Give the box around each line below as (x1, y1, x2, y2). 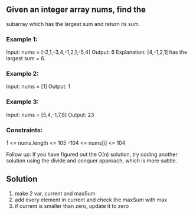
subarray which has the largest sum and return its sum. (6, 20, 140, 27)
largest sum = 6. (6, 55, 46, 62)
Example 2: (6, 70, 39, 78)
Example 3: (6, 97, 40, 106)
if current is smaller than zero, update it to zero (14, 202, 129, 209)
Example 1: (6, 35, 38, 43)
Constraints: (6, 126, 43, 134)
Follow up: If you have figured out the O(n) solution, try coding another (6, 151, 178, 158)
